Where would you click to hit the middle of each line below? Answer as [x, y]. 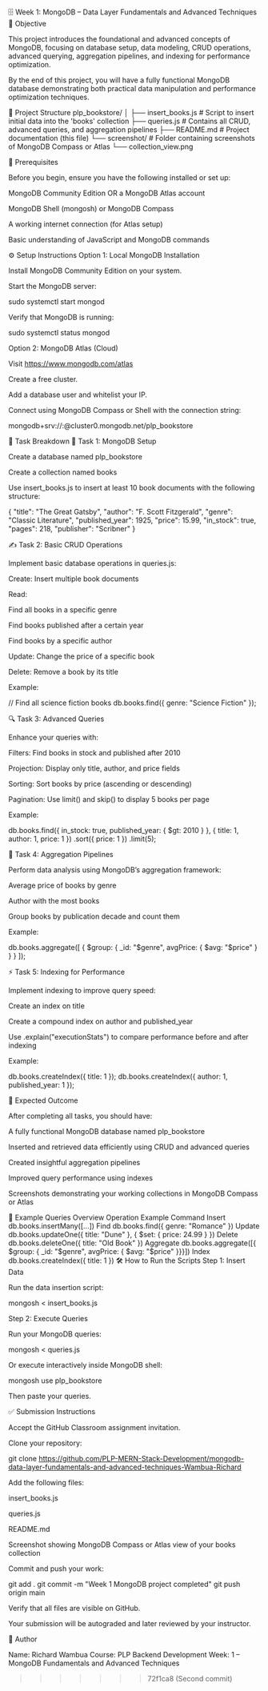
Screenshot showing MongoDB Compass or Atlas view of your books [122, 1545]
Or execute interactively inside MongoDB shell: [85, 1365]
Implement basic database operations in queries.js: [92, 563]
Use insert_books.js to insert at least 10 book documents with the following [132, 488]
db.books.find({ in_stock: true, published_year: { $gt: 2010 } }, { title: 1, [124, 830]
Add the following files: [46, 1483]
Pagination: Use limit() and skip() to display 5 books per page [109, 799]
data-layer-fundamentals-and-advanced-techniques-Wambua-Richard [125, 1467]
